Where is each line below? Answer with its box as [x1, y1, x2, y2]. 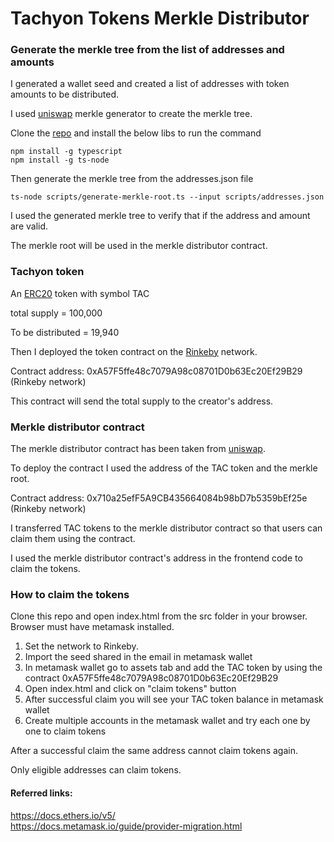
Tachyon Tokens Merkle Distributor [10, 7, 310, 30]
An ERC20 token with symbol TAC [10, 287, 150, 299]
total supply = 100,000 [10, 307, 103, 319]
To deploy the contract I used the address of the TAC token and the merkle [10, 462, 318, 474]
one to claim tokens [24, 725, 107, 737]
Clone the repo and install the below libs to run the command [10, 127, 262, 139]
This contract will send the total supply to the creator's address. [10, 395, 274, 407]
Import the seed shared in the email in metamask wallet [24, 651, 253, 663]
